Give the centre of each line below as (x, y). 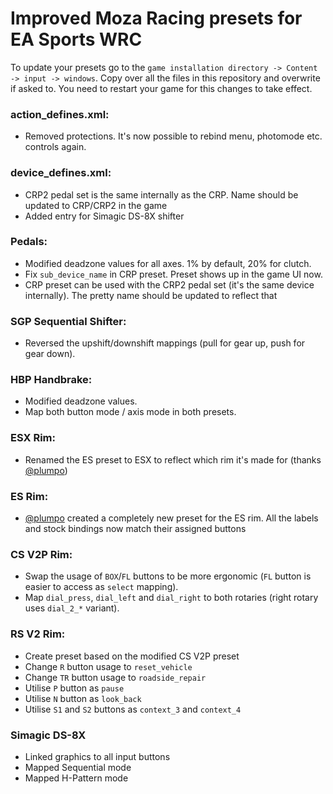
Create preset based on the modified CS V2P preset (132, 656)
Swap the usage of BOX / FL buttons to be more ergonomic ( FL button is (168, 576)
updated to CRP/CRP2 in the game (96, 205)
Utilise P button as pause (74, 688)
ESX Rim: (33, 438)
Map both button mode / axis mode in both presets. (130, 412)
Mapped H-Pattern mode (76, 778)
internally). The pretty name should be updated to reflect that (151, 295)
